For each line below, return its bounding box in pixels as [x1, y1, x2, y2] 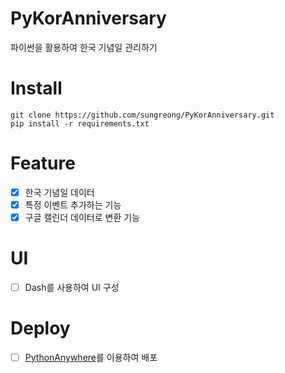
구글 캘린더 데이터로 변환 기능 [24, 211, 140, 223]
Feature [10, 152, 76, 175]
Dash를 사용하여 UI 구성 [24, 281, 120, 293]
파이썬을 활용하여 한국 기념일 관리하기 [10, 41, 158, 53]
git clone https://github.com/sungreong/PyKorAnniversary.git [10, 110, 275, 120]
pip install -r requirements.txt [10, 118, 150, 129]
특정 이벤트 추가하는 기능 [24, 198, 122, 211]
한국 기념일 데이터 [24, 186, 95, 198]
